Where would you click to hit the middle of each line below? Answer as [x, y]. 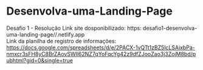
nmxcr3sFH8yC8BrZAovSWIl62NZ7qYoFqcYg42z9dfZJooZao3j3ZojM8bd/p [101, 54]
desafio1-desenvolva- [170, 28]
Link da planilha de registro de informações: [61, 41]
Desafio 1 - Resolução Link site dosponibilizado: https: [74, 28]
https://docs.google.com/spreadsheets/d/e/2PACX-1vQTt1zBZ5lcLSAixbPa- [101, 47]
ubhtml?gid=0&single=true [40, 60]
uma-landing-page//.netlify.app [46, 34]
